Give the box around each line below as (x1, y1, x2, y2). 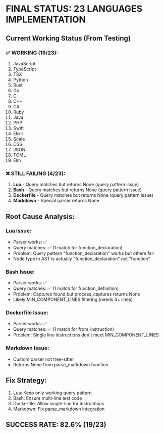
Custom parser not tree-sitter (13, 356, 75, 362)
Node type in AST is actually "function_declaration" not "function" (13, 255, 150, 262)
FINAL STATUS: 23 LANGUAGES (6, 3, 143, 15)
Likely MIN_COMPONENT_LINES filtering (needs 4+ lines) (13, 296, 133, 302)
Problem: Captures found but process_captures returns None (13, 291, 140, 297)
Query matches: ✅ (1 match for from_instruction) (13, 326, 114, 332)
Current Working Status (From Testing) (6, 34, 131, 42)
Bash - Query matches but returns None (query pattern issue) (13, 187, 142, 193)
